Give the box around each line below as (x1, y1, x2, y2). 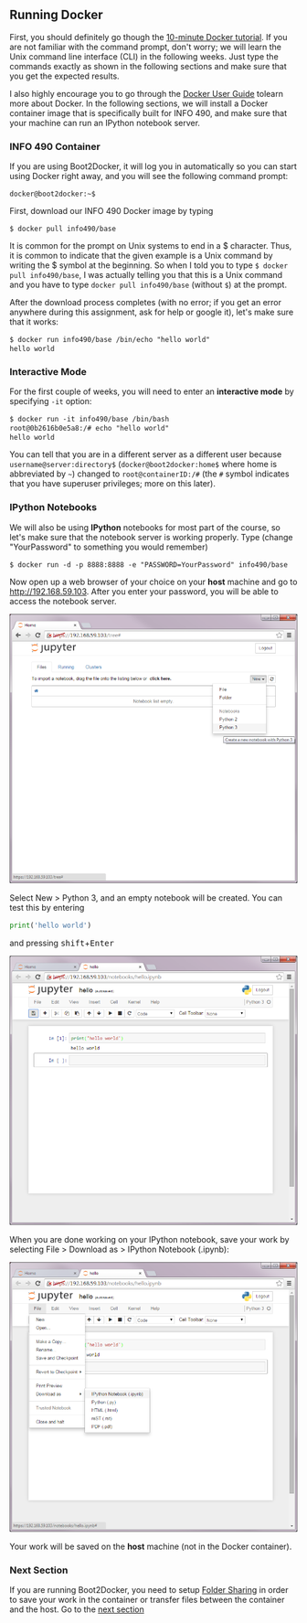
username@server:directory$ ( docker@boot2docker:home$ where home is (9, 459, 277, 470)
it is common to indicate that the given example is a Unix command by (9, 251, 273, 262)
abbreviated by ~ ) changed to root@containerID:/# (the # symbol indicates (9, 468, 290, 479)
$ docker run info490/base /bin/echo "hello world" (9, 336, 210, 345)
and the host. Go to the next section (9, 1604, 144, 1615)
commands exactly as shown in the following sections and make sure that (9, 60, 287, 71)
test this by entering (9, 902, 85, 913)
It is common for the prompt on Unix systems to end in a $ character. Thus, (9, 240, 292, 251)
